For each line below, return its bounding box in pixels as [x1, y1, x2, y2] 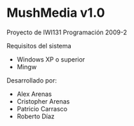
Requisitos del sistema [6, 41, 72, 50]
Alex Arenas [16, 90, 52, 98]
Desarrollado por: [6, 76, 58, 85]
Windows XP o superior [16, 55, 86, 64]
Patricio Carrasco [16, 104, 68, 113]
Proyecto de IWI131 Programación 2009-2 [6, 28, 128, 36]
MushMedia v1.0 [6, 5, 105, 21]
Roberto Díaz [16, 112, 55, 120]
